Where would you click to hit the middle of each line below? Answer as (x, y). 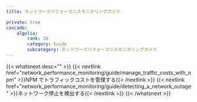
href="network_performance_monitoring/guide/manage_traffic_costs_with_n (99, 73)
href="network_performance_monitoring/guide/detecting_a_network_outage (99, 86)
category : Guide (47, 44)
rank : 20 (38, 39)
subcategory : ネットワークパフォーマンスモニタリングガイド (92, 50)
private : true (24, 22)
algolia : (27, 33)
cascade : (17, 28)
